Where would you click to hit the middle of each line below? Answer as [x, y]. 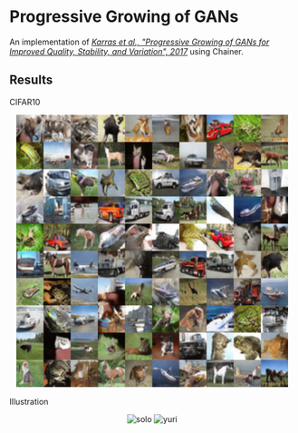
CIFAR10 [25, 102]
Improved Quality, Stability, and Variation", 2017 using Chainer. [127, 51]
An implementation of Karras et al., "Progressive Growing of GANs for [139, 42]
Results [31, 80]
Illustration [29, 401]
